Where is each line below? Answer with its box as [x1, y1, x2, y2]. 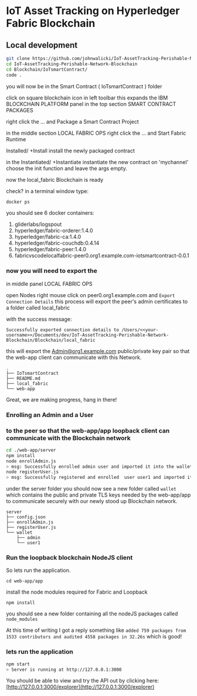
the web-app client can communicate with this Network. [6, 354, 142, 361]
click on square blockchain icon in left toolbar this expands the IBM [6, 94, 168, 101]
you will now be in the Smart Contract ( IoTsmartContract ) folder [6, 82, 162, 89]
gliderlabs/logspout [14, 221, 62, 228]
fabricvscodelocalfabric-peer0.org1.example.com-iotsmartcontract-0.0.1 [14, 252, 189, 259]
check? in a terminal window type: [6, 187, 89, 195]
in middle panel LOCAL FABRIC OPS [6, 280, 93, 287]
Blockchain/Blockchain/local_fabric [6, 337, 96, 343]
